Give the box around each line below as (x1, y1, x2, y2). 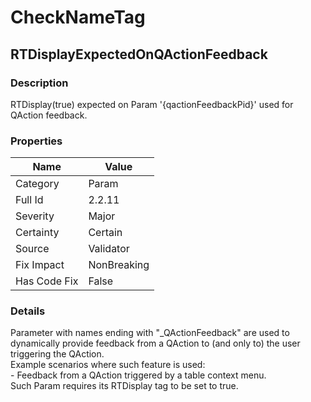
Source (15, 242, 50, 256)
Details (10, 304, 46, 318)
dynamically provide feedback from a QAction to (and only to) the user (10, 337, 301, 350)
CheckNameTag (10, 6, 146, 29)
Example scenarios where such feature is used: (10, 359, 206, 371)
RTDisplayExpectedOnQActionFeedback (10, 46, 268, 63)
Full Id (15, 193, 44, 207)
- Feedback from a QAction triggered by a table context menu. (10, 369, 267, 381)
